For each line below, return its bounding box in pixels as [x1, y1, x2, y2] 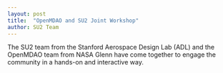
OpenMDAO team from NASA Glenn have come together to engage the [7, 50, 217, 59]
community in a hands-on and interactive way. [7, 58, 144, 67]
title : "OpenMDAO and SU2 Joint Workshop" [7, 17, 139, 24]
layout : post [7, 10, 46, 18]
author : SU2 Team [7, 23, 59, 30]
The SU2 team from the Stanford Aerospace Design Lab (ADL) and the [7, 43, 215, 52]
